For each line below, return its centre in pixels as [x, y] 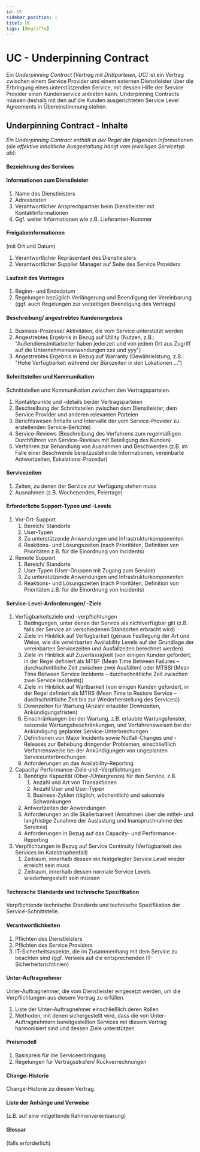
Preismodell [22, 1042]
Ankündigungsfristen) [51, 712]
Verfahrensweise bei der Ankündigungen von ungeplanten [96, 751]
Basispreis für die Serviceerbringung [60, 1055]
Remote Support [35, 558]
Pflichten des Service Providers [54, 945]
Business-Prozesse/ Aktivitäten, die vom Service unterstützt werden [99, 331]
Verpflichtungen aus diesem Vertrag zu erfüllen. [65, 997]
